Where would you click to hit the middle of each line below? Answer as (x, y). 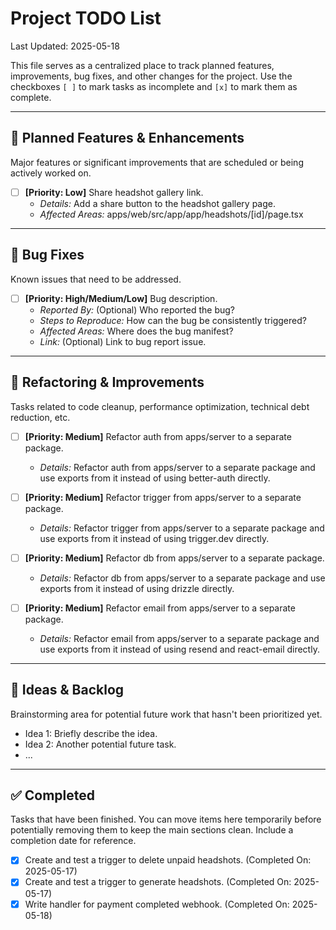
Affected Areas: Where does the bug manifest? (136, 331)
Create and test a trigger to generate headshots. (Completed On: (158, 882)
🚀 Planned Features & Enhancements (127, 138)
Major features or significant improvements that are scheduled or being (157, 162)
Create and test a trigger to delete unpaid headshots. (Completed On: (168, 860)
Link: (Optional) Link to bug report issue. (123, 341)
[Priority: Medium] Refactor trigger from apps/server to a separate (163, 497)
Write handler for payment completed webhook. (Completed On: (157, 904)
